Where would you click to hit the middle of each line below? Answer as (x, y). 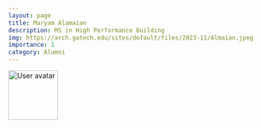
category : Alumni (37, 52)
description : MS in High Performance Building (86, 30)
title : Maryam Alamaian (48, 23)
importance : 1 (32, 45)
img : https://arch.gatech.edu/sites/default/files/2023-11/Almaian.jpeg (131, 38)
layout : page (30, 15)
